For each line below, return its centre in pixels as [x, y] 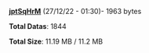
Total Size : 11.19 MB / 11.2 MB [56, 41]
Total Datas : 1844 [38, 26]
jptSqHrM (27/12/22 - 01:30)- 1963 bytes [75, 11]
